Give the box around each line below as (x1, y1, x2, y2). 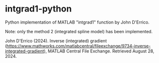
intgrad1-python (5, 3, 72, 14)
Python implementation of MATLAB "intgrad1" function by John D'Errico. (5, 19, 150, 25)
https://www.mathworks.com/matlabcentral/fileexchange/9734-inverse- (6, 43, 151, 49)
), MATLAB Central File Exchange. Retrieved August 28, (44, 48, 155, 54)
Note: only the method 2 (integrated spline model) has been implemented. (5, 28, 153, 34)
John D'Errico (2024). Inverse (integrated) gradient (5, 38, 107, 44)
